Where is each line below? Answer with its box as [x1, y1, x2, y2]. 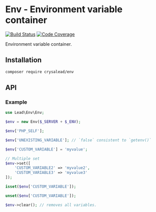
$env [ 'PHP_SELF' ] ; [5, 129, 44, 134]
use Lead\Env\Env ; [5, 110, 44, 115]
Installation [5, 56, 42, 65]
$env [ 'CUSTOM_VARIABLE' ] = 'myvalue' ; [5, 146, 88, 152]
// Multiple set [5, 156, 40, 161]
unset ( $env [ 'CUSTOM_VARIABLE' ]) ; [5, 193, 76, 198]
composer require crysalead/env [5, 69, 74, 74]
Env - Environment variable [5, 4, 123, 15]
